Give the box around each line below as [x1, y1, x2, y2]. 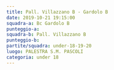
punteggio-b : [6, 37, 40, 43]
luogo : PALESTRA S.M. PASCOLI [6, 49, 84, 55]
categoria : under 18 [6, 54, 59, 60]
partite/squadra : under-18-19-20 [6, 43, 92, 49]
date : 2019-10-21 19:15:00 [6, 15, 75, 21]
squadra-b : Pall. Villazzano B [6, 32, 86, 38]
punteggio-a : [6, 26, 40, 32]
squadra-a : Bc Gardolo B [6, 20, 70, 26]
